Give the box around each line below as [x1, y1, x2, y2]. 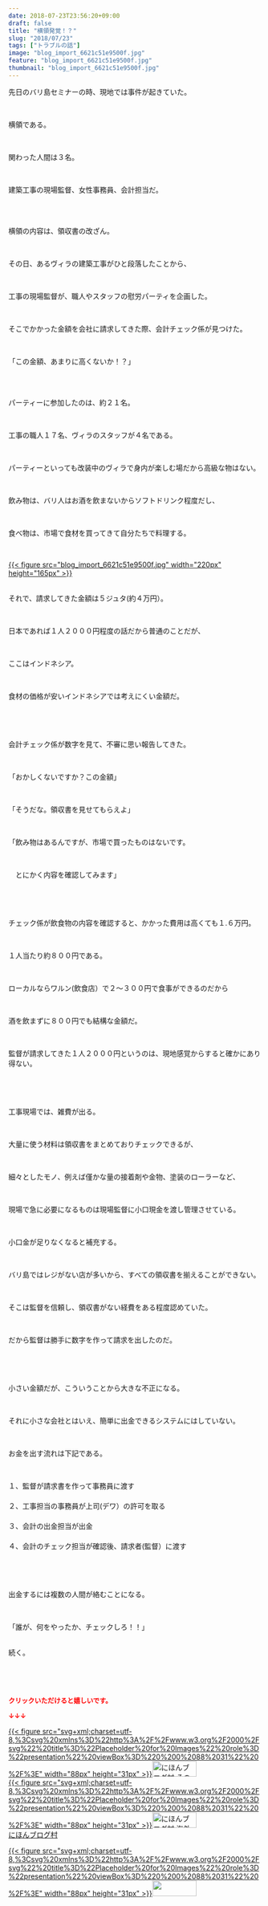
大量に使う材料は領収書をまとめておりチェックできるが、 [8, 1139, 198, 1149]
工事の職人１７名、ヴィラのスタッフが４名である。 [8, 430, 177, 440]
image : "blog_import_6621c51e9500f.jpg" [8, 49, 146, 57]
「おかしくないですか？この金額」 [8, 772, 121, 781]
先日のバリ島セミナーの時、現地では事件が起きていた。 [8, 87, 191, 96]
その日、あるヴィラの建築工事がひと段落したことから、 [8, 259, 191, 268]
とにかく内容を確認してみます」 [14, 870, 121, 879]
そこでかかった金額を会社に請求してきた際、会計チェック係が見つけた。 [8, 324, 247, 333]
